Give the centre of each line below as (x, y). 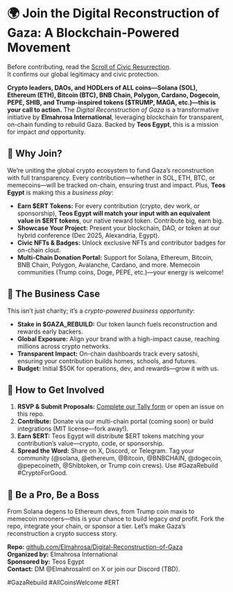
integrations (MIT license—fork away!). (73, 429)
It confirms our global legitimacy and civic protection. (83, 74)
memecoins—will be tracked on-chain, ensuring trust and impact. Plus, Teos (116, 185)
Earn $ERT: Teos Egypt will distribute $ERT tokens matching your (111, 436)
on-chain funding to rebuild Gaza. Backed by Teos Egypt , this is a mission (113, 124)
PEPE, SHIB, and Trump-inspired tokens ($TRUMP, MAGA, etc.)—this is (112, 102)
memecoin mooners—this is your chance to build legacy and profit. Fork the (116, 519)
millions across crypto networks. (64, 346)
